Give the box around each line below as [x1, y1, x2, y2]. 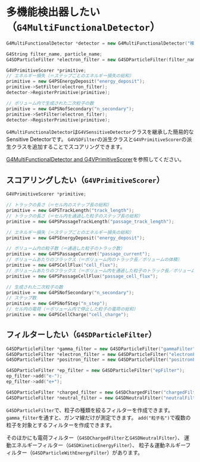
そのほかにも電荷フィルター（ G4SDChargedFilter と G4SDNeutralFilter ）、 [6, 434, 183, 441]
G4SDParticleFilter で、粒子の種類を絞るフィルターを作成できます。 [6, 406, 174, 414]
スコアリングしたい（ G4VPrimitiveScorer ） [6, 175, 165, 185]
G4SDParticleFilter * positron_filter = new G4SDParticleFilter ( [6, 357, 169, 363]
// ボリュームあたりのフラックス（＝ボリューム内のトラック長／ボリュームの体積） [6, 257, 182, 263]
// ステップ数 [6, 295, 37, 301]
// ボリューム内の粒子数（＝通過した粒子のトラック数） [6, 245, 125, 252]
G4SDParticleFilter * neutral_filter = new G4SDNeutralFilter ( [6, 395, 164, 401]
